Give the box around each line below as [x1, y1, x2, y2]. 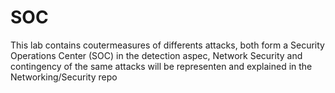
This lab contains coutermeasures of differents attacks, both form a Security [10, 39, 325, 51]
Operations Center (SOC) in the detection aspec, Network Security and [10, 49, 303, 61]
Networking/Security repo [10, 71, 118, 83]
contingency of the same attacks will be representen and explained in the [10, 60, 313, 72]
